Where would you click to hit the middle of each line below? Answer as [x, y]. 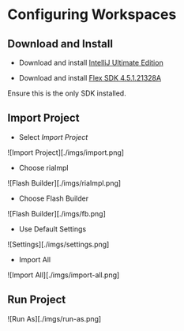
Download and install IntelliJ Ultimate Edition [91, 62]
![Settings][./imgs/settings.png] [58, 244]
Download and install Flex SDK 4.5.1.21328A [90, 78]
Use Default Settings [53, 229]
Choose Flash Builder [53, 198]
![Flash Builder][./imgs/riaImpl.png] [64, 182]
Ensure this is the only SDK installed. [67, 93]
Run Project [37, 300]
